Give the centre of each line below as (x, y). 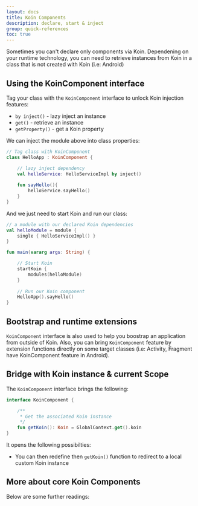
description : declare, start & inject (55, 23)
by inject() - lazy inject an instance (60, 116)
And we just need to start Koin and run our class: (67, 213)
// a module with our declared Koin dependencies (70, 224)
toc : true (19, 34)
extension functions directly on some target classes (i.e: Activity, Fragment (99, 349)
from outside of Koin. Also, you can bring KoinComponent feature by (89, 342)
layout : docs (23, 12)
